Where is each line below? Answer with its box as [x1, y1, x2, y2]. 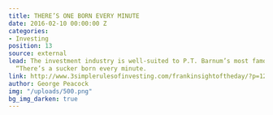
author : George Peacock [8, 79, 89, 87]
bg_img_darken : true [8, 95, 79, 103]
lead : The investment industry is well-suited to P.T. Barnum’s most [8, 57, 249, 66]
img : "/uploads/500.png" [8, 87, 93, 96]
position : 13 [8, 42, 53, 50]
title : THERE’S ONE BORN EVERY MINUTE [8, 11, 140, 20]
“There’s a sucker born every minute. [15, 65, 148, 73]
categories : [8, 27, 49, 35]
